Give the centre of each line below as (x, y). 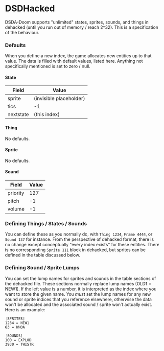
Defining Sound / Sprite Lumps (42, 268)
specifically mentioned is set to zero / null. (48, 66)
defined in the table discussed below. (43, 255)
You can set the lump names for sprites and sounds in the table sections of (81, 278)
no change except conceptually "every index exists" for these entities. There (82, 245)
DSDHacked (30, 9)
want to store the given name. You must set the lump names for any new (78, 294)
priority (16, 193)
